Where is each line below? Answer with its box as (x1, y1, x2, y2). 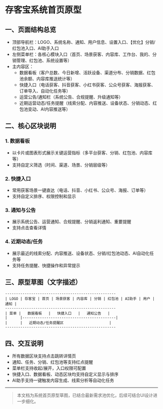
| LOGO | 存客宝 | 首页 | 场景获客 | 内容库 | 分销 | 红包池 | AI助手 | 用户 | (5, 296, 155, 301)
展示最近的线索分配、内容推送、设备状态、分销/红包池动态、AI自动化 (12, 250, 150, 256)
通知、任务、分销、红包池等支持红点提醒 (12, 359, 93, 365)
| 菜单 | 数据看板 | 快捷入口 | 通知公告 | (5, 311, 110, 316)
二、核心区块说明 (5, 122, 56, 130)
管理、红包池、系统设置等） (16, 58, 72, 63)
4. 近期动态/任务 (5, 238, 43, 245)
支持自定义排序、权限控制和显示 (12, 193, 76, 199)
